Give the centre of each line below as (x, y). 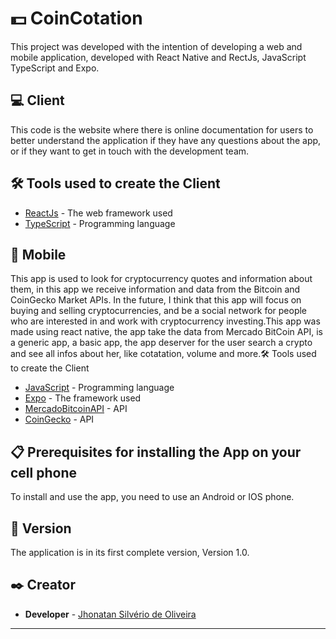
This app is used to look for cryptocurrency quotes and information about (161, 279)
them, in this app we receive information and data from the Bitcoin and (155, 289)
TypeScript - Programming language (100, 223)
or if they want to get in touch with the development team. (130, 151)
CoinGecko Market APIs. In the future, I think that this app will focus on (156, 300)
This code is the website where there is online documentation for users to (162, 129)
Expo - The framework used (83, 398)
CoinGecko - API (59, 419)
